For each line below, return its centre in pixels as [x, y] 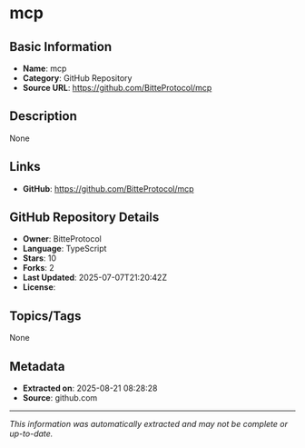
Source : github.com [60, 398]
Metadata [37, 366]
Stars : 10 [39, 258]
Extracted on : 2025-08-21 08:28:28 [90, 388]
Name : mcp [44, 68]
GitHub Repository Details [84, 218]
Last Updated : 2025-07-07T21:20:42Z [95, 278]
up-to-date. [31, 433]
